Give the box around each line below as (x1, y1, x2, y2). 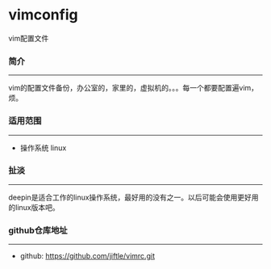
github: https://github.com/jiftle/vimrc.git (19, 251, 156, 261)
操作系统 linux (19, 143, 67, 153)
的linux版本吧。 (8, 202, 60, 212)
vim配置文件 (8, 33, 49, 43)
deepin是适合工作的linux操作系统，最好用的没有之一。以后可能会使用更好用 (8, 192, 260, 202)
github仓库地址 (8, 225, 68, 236)
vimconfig (8, 6, 78, 24)
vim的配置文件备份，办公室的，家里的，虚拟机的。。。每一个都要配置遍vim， (8, 83, 259, 93)
